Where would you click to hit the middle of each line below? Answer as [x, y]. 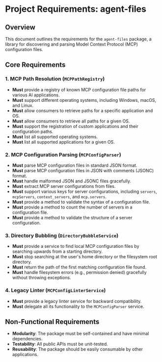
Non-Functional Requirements [52, 321]
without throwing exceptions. [41, 278]
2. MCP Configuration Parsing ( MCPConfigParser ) [63, 154]
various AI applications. [36, 95]
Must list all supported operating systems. [55, 137]
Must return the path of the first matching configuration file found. [79, 267]
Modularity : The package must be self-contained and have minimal [81, 333]
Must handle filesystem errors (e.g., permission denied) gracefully [79, 272]
